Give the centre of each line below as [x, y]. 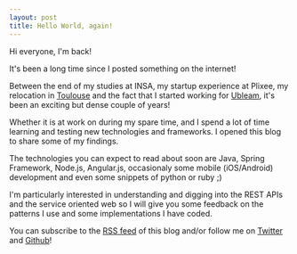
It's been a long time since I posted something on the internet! [123, 69]
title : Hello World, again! [61, 26]
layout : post [33, 17]
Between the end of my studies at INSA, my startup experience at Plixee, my [149, 86]
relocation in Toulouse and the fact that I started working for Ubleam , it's [142, 95]
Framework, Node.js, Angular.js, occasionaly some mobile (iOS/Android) [141, 168]
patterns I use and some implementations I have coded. [111, 213]
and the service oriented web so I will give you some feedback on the [136, 204]
